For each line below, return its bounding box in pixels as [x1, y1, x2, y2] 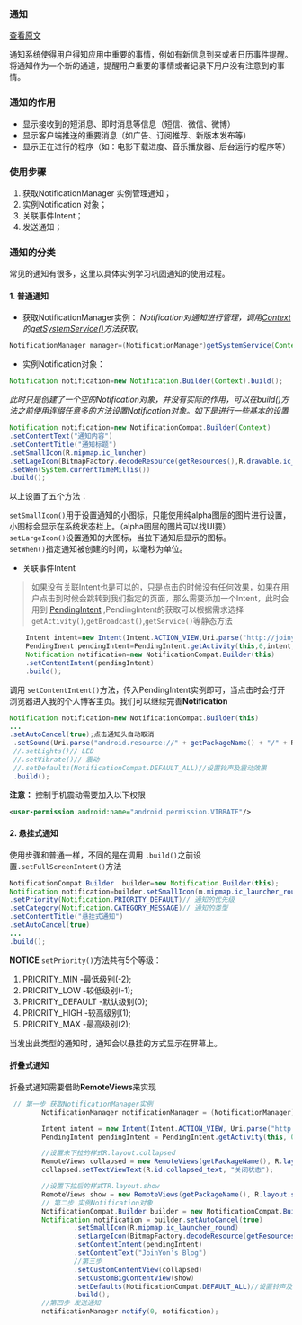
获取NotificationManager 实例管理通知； [22, 187, 173, 199]
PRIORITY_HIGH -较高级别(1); [22, 1007, 132, 1018]
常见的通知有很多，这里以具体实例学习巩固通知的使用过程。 [9, 268, 230, 280]
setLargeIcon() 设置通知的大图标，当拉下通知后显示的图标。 [9, 532, 232, 543]
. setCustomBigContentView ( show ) [73, 1274, 195, 1283]
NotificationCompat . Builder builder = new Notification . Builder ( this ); [9, 878, 280, 887]
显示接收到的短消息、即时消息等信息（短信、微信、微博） [22, 119, 235, 129]
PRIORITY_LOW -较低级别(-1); [22, 984, 133, 995]
